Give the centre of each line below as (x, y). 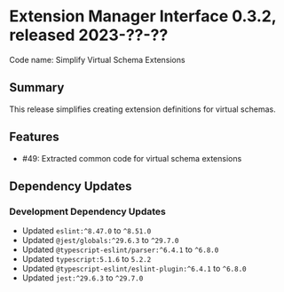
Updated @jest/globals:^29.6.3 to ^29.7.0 (100, 241)
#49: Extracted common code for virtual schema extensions (132, 158)
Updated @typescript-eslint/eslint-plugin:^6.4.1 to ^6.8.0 (134, 269)
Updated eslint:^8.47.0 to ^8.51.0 (87, 231)
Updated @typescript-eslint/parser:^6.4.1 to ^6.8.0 (120, 249)
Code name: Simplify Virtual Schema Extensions (97, 59)
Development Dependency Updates (87, 211)
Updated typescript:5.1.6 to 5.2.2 (87, 259)
